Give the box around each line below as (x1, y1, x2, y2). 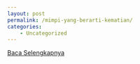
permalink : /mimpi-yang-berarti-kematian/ (7, 17, 133, 24)
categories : (7, 23, 42, 30)
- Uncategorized (20, 29, 68, 37)
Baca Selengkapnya (7, 49, 65, 57)
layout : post (7, 10, 45, 17)
